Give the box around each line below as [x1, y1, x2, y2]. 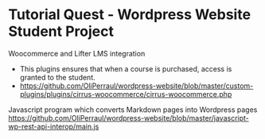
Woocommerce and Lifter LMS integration [8, 48, 146, 58]
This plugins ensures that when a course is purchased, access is [19, 64, 232, 73]
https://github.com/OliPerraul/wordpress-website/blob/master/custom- [19, 81, 254, 91]
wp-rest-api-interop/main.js [8, 122, 99, 131]
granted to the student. [19, 72, 95, 82]
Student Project [8, 22, 114, 41]
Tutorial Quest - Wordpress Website [8, 6, 251, 24]
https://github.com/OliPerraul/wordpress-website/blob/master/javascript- [8, 113, 249, 122]
